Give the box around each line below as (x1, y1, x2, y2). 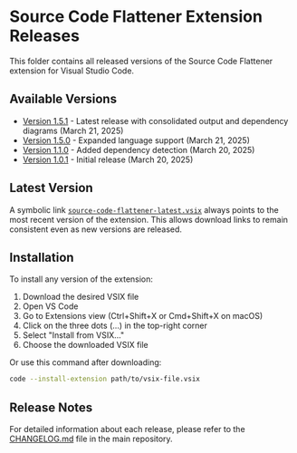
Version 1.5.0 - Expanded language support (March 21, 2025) (22, 134, 251, 146)
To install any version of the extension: (9, 274, 154, 284)
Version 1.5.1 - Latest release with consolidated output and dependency (22, 115, 289, 126)
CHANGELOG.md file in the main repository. (9, 433, 174, 445)
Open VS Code (22, 301, 79, 312)
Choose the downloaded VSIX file (22, 340, 149, 351)
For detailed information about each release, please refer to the (9, 424, 246, 435)
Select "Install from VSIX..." (22, 330, 125, 341)
